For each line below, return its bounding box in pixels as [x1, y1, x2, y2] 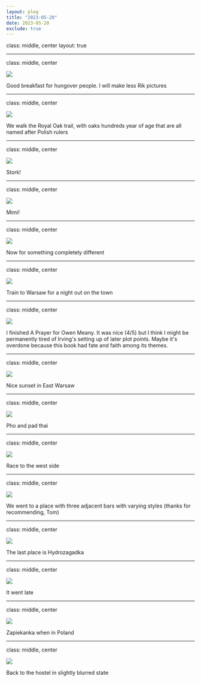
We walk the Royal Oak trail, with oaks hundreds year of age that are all [6, 122, 182, 130]
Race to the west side [6, 462, 60, 470]
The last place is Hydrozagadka [6, 549, 84, 556]
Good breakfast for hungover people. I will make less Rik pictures [6, 82, 167, 89]
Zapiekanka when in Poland [6, 629, 75, 636]
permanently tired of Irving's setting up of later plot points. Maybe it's [6, 335, 178, 342]
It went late [6, 589, 34, 596]
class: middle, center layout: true [6, 42, 87, 49]
